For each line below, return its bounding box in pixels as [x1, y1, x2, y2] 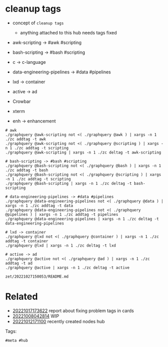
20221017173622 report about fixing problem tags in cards [12, 307, 134, 314]
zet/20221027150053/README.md [5, 274, 69, 279]
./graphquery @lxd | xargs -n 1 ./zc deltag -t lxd [5, 243, 116, 248]
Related [5, 291, 38, 302]
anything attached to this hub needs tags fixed [20, 29, 117, 35]
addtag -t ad [5, 260, 33, 266]
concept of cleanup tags [12, 20, 64, 26]
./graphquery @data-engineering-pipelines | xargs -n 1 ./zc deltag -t [5, 216, 159, 221]
